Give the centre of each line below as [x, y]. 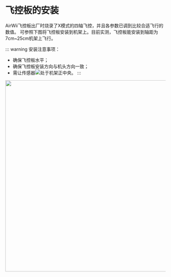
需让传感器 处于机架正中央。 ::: [47, 72]
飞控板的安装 [32, 10]
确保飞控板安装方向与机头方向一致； [51, 66]
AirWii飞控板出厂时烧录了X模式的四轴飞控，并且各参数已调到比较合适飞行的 [84, 26]
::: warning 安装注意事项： [33, 49]
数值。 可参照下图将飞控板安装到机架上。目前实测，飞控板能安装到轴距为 [82, 32]
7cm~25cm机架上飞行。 [31, 38]
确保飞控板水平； [31, 60]
